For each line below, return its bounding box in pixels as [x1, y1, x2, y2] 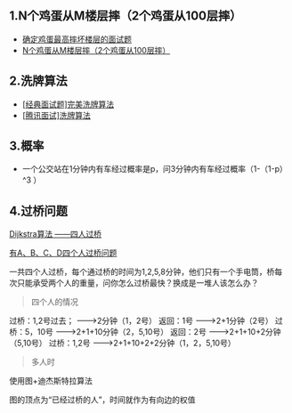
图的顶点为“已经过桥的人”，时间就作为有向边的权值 [9, 394, 196, 405]
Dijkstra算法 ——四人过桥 [9, 229, 102, 239]
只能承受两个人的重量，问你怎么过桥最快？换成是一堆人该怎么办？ [16, 278, 259, 288]
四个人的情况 [30, 296, 78, 307]
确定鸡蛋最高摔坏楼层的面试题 [21, 34, 132, 45]
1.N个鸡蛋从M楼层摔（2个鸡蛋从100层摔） [9, 8, 242, 24]
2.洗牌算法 [9, 74, 69, 89]
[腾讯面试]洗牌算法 [21, 109, 92, 120]
